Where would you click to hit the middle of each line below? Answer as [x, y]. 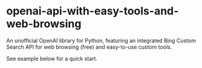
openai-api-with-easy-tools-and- [93, 11]
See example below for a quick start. [52, 58]
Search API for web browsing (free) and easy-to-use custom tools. [89, 47]
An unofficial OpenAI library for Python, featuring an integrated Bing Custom [101, 40]
